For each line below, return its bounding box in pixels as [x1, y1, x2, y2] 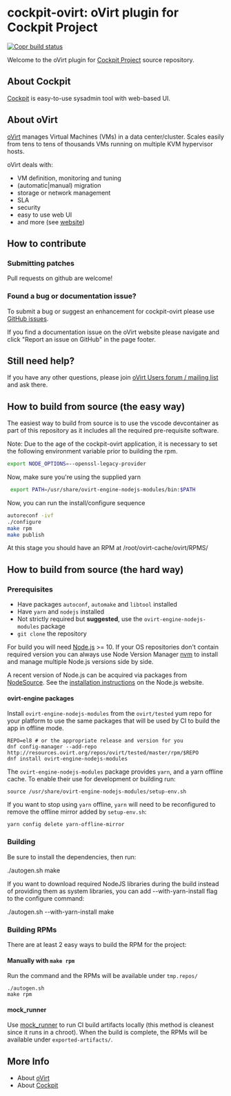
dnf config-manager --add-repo [7, 743, 97, 750]
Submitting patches [7, 258, 74, 268]
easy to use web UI [17, 211, 72, 219]
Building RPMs [7, 925, 57, 934]
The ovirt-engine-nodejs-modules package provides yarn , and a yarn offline [7, 767, 223, 776]
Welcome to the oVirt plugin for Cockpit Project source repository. [7, 55, 194, 63]
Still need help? [7, 355, 75, 366]
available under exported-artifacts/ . [7, 1035, 113, 1044]
